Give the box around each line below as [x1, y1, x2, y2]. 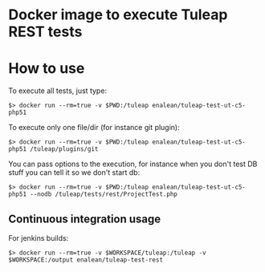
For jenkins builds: [8, 233, 69, 242]
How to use [8, 59, 85, 78]
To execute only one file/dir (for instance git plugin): [8, 123, 181, 132]
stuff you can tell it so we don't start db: [8, 168, 141, 177]
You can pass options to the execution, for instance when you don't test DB [8, 159, 258, 169]
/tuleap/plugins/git [29, 145, 99, 153]
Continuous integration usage [8, 212, 161, 225]
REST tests [8, 22, 83, 41]
